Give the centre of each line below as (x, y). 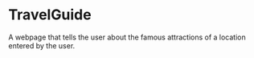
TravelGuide (50, 15)
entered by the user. (42, 45)
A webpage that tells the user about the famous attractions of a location (127, 37)
